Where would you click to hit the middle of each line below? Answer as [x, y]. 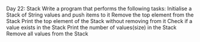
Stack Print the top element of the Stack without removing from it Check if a [99, 21]
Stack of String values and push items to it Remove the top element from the [100, 15]
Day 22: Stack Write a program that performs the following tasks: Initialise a [99, 9]
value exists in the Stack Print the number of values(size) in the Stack [91, 27]
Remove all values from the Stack [47, 34]
